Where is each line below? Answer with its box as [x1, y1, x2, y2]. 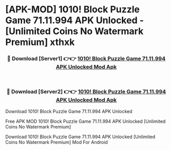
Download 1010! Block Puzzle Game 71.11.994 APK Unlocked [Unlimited [5, 134, 156, 140]
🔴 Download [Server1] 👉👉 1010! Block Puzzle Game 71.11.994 [7, 55, 166, 62]
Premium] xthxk [5, 36, 75, 48]
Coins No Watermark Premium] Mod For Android [5, 139, 108, 145]
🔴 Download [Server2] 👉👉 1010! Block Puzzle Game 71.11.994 [6, 88, 166, 96]
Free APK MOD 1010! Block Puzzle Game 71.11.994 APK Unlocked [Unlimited [5, 118, 166, 124]
